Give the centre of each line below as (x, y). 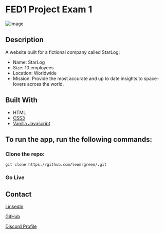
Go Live (15, 178)
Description (24, 40)
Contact (19, 194)
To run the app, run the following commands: (79, 139)
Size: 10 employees (33, 67)
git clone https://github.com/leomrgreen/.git (56, 165)
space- (151, 79)
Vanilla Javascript (31, 123)
